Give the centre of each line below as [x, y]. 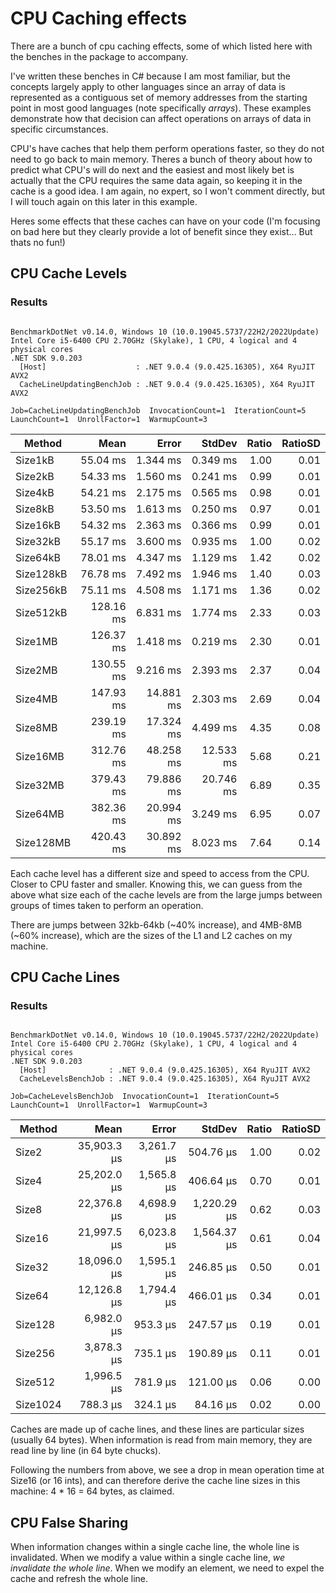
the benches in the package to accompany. [99, 56]
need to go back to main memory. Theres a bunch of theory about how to [161, 159]
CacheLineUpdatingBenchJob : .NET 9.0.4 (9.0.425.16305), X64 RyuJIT [167, 384]
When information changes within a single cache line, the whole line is [155, 1547]
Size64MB [40, 814]
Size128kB [41, 574]
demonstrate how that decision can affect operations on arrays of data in [161, 118]
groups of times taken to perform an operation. [107, 905]
